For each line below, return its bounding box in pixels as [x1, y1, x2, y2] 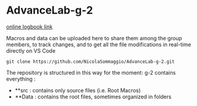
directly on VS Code [6, 47, 56, 54]
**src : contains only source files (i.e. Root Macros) [14, 86, 141, 94]
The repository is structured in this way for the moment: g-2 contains [6, 69, 176, 76]
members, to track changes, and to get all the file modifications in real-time [6, 41, 192, 48]
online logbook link [6, 23, 53, 30]
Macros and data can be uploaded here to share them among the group [6, 34, 182, 41]
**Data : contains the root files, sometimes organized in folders [14, 93, 172, 100]
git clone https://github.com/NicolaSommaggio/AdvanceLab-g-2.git [6, 59, 175, 65]
